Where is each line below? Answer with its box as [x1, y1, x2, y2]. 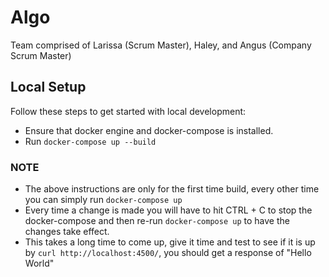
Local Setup [10, 79, 87, 96]
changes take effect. [24, 226, 110, 238]
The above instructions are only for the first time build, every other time [24, 183, 320, 195]
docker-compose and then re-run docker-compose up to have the [24, 215, 290, 227]
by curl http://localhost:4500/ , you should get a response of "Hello [24, 247, 312, 259]
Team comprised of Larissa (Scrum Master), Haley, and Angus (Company [10, 39, 312, 51]
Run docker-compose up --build [24, 135, 157, 147]
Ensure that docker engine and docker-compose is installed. [24, 124, 274, 136]
